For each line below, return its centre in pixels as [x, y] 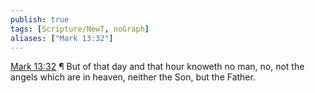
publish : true [40, 19]
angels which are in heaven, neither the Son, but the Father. [133, 77]
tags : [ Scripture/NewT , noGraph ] [80, 29]
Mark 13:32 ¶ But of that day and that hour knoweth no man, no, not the [157, 67]
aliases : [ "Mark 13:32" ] [62, 38]
